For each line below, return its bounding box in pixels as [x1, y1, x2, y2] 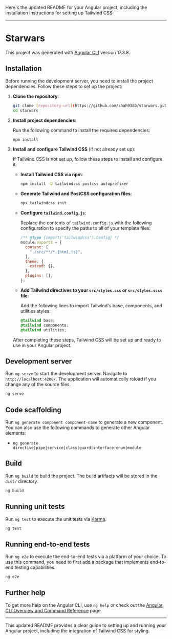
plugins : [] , [25, 273, 53, 279]
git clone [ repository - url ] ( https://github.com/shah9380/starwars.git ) [12, 103, 169, 108]
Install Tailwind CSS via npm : [20, 172, 83, 178]
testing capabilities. [14, 564, 56, 570]
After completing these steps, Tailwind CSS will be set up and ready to [12, 336, 161, 343]
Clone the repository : [12, 93, 59, 99]
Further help [5, 588, 46, 597]
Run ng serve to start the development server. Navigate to [5, 371, 127, 377]
